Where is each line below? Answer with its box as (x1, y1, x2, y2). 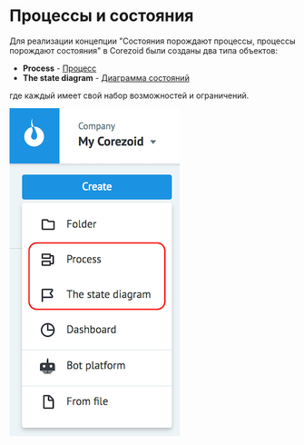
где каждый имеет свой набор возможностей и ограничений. (9, 90, 250, 101)
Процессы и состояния (9, 5, 194, 26)
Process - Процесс (22, 63, 97, 74)
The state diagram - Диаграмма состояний (22, 72, 191, 83)
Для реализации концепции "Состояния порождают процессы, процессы (9, 35, 296, 46)
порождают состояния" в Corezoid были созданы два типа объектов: (9, 44, 279, 55)
